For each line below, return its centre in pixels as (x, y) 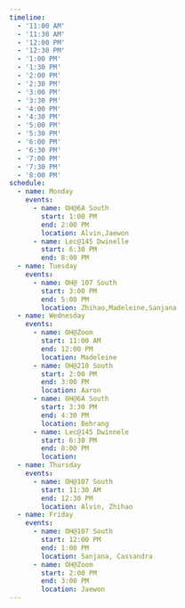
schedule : (28, 184)
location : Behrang (75, 423)
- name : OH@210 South (73, 366)
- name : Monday (45, 192)
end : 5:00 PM (65, 300)
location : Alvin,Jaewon (85, 233)
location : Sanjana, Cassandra (97, 556)
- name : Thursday (49, 465)
